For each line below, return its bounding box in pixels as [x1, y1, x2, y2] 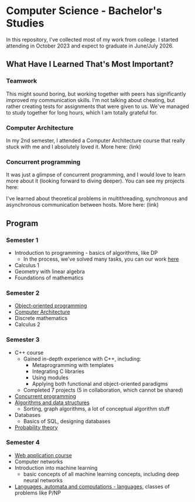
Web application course [14, 452, 72, 459]
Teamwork [6, 77, 37, 85]
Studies [6, 16, 45, 30]
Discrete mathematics [14, 315, 68, 322]
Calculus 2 [14, 321, 41, 328]
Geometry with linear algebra [14, 268, 85, 275]
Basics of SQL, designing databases [23, 417, 111, 424]
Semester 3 [6, 336, 40, 344]
